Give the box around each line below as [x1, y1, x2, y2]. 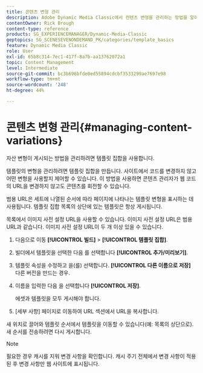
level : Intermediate [6, 65, 59, 71]
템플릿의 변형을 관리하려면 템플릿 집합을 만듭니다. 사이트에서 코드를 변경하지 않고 [6, 167, 197, 174]
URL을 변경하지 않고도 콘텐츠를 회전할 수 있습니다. [12, 182, 131, 190]
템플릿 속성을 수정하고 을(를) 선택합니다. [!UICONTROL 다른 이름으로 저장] [14, 261, 192, 269]
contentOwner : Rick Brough [6, 20, 74, 26]
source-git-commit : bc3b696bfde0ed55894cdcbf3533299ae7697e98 [6, 71, 166, 77]
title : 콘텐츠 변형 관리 [6, 8, 60, 15]
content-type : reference [6, 25, 69, 32]
